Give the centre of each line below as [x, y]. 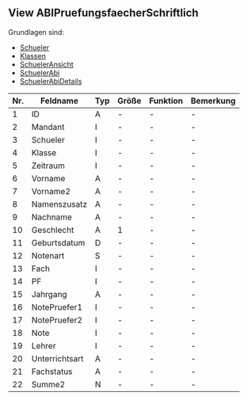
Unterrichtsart [57, 358]
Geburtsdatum [58, 242]
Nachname [52, 217]
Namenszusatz [59, 204]
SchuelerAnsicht [46, 64]
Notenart [48, 255]
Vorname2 [51, 191]
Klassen [32, 55]
